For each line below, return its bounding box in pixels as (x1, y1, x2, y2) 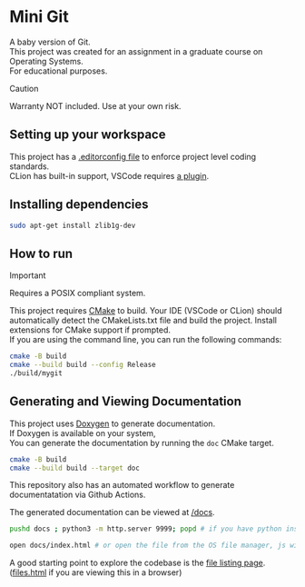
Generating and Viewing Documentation (9, 393, 242, 410)
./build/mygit (9, 369, 64, 378)
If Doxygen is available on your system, (9, 427, 156, 438)
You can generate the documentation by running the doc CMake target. (9, 437, 274, 448)
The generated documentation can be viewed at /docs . (9, 507, 215, 518)
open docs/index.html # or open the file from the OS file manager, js (9, 541, 286, 551)
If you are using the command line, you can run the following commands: (9, 334, 282, 345)
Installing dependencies (9, 197, 149, 213)
